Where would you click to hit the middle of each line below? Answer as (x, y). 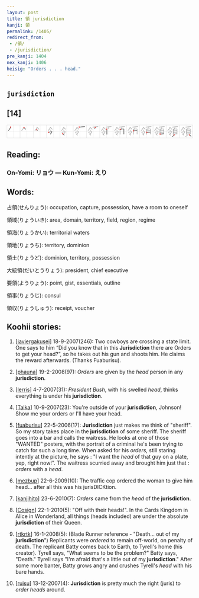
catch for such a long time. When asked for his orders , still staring (95, 450)
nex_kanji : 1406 (27, 62)
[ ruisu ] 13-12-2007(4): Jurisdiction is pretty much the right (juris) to (98, 583)
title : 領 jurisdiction (35, 19)
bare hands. (30, 571)
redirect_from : (25, 38)
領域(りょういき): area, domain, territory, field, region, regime (81, 220)
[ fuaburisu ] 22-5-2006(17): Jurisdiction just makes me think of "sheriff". (104, 425)
